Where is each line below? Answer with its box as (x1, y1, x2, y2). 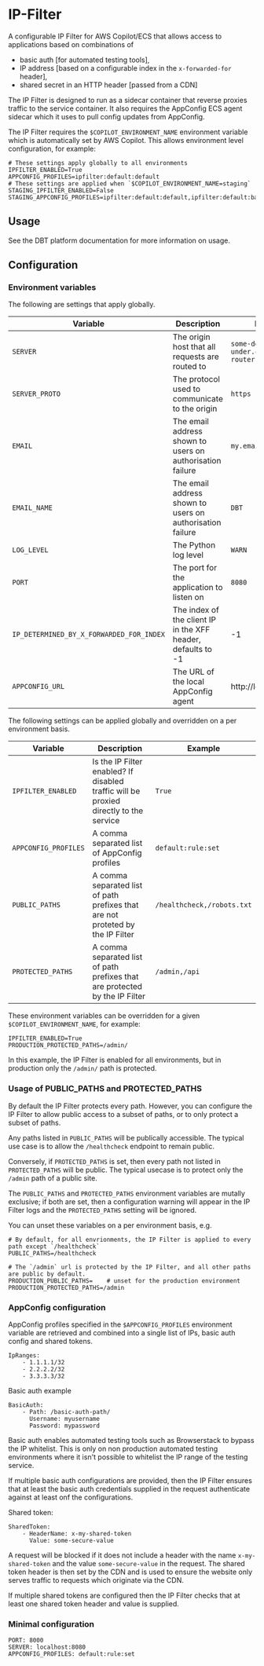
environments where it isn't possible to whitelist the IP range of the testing (8, 1452, 248, 1462)
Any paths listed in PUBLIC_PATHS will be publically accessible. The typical (8, 1133, 244, 1142)
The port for (172, 562, 218, 573)
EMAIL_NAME (12, 503, 53, 512)
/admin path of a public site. (8, 1173, 98, 1183)
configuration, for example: (8, 144, 96, 153)
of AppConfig (92, 848, 143, 859)
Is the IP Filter (92, 756, 143, 767)
